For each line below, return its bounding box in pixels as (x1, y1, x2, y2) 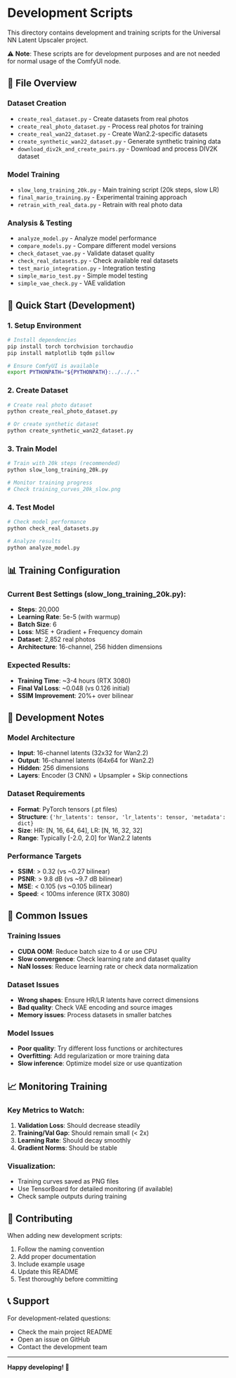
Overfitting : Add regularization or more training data (17, 1052, 170, 1060)
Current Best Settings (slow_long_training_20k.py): (7, 589, 186, 599)
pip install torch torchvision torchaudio (7, 343, 133, 350)
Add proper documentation (17, 1253, 96, 1261)
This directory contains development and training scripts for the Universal (7, 28, 221, 37)
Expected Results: (7, 660, 71, 670)
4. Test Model (7, 502, 55, 512)
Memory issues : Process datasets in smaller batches (17, 1010, 172, 1019)
